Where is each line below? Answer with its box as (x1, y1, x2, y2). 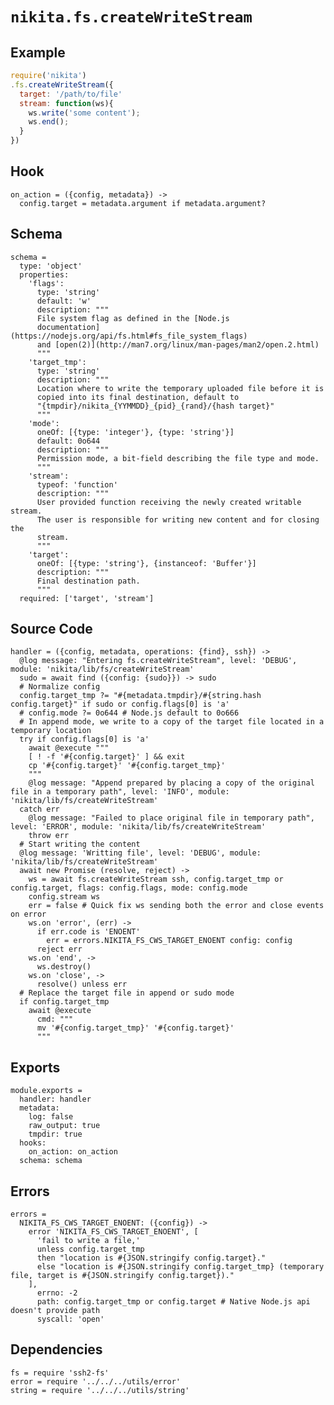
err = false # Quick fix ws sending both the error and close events (28, 901, 325, 911)
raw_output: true (28, 1121, 101, 1131)
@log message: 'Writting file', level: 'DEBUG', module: (19, 848, 262, 858)
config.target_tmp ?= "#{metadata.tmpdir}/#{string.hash (19, 691, 262, 701)
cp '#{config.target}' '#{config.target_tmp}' (28, 761, 226, 771)
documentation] (36, 322, 101, 332)
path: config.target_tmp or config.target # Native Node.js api (36, 1297, 311, 1307)
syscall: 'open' (36, 1314, 105, 1325)
